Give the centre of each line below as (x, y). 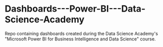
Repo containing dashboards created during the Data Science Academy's (81, 33)
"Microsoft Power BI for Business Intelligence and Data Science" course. (80, 39)
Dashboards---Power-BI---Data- (75, 9)
